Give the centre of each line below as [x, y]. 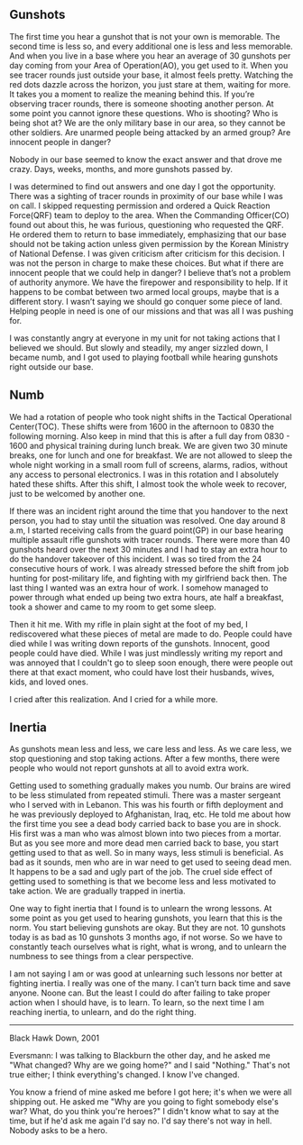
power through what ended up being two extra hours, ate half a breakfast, [147, 597]
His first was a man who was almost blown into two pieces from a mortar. [146, 834]
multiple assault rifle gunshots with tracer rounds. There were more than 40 [150, 539]
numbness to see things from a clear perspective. [101, 957]
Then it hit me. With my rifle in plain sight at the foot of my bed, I [129, 624]
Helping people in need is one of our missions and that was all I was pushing [151, 311]
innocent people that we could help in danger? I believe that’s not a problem [150, 272]
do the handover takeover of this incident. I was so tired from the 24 [136, 559]
